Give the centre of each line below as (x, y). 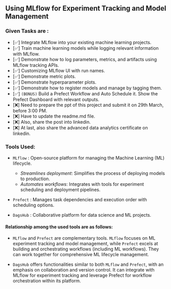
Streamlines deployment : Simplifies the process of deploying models (92, 173)
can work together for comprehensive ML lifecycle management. (81, 255)
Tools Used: (20, 147)
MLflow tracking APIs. (36, 65)
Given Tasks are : (27, 31)
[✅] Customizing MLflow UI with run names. (59, 70)
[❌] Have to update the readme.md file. (54, 116)
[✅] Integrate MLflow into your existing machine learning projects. (82, 42)
